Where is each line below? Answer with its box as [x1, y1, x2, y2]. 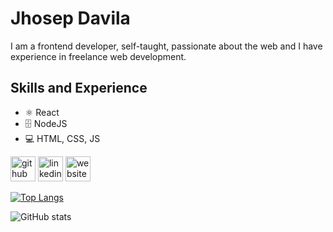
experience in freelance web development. [10, 50, 187, 62]
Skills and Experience [10, 80, 148, 97]
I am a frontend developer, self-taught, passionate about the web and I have [10, 40, 323, 52]
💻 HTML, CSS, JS [24, 132, 101, 144]
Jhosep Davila [10, 7, 131, 30]
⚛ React [24, 106, 60, 118]
